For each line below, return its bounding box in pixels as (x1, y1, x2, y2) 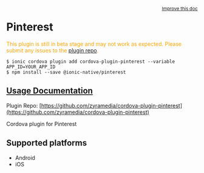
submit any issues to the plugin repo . (6, 46, 99, 54)
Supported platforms (6, 138, 87, 148)
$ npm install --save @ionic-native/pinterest (6, 69, 126, 75)
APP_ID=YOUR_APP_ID (6, 63, 56, 70)
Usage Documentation (6, 86, 93, 96)
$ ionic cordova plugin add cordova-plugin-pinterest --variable (6, 58, 175, 65)
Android (15, 154, 35, 161)
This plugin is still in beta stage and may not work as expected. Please (6, 40, 182, 48)
